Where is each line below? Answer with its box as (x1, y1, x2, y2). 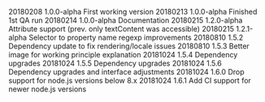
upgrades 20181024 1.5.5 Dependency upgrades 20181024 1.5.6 (8, 58, 222, 68)
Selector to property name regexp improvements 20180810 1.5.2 (28, 32, 244, 42)
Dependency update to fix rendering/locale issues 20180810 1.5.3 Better (8, 41, 250, 51)
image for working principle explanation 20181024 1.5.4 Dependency (8, 50, 238, 59)
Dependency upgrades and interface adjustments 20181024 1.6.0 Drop (8, 67, 245, 76)
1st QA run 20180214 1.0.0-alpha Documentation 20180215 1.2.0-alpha (8, 15, 243, 25)
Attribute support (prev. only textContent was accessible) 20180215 (8, 24, 234, 33)
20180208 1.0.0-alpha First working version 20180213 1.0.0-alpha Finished (8, 7, 258, 16)
